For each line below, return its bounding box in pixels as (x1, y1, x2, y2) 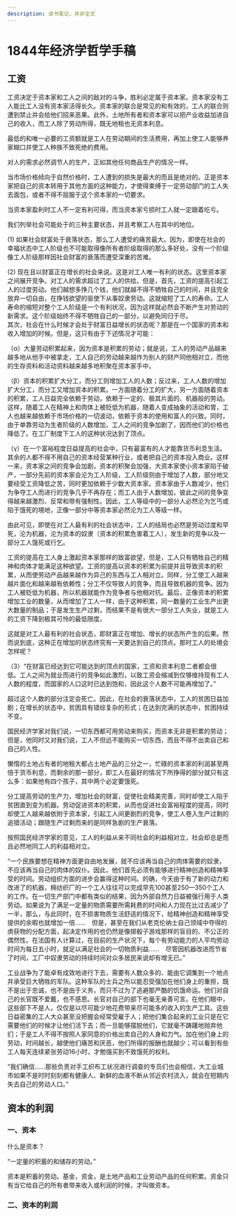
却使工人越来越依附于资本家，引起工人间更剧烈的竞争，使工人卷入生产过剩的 (7, 809, 229, 818)
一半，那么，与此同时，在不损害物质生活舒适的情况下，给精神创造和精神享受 (7, 909, 229, 917)
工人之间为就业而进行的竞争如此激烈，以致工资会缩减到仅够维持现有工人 (19, 670, 229, 679)
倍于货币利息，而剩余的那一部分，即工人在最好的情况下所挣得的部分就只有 (7, 768, 223, 776)
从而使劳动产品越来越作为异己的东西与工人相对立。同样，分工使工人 (19, 570, 216, 579)
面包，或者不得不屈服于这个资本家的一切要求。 (13, 190, 149, 199)
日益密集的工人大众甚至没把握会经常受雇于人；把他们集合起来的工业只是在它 (7, 1012, 229, 1021)
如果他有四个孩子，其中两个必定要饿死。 (25, 777, 143, 785)
